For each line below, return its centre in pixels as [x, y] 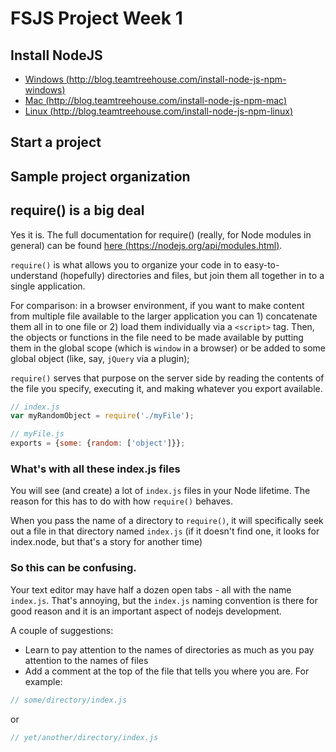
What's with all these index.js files [95, 469]
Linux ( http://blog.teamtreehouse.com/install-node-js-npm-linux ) [158, 111]
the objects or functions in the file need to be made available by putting [157, 337]
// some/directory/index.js [69, 700]
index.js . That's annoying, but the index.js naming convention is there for [164, 600]
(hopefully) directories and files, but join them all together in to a [192, 275]
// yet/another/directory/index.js [84, 737]
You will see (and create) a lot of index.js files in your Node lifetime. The [160, 491]
